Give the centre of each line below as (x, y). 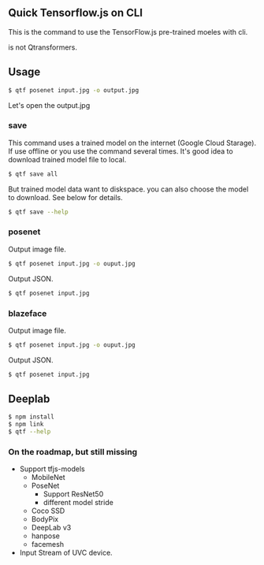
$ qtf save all (33, 174)
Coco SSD (48, 511)
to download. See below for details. (66, 197)
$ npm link (26, 425)
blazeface (28, 313)
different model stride (78, 503)
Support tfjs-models (52, 469)
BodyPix (45, 519)
